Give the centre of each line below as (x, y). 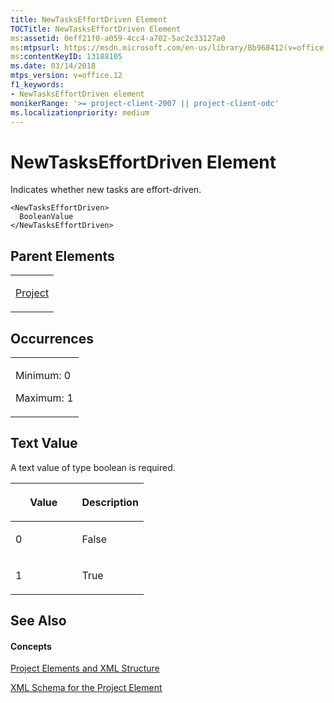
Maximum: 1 (44, 398)
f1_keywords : (37, 85)
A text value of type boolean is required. (93, 467)
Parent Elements (62, 256)
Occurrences (52, 338)
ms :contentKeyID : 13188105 (66, 57)
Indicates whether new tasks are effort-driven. (106, 190)
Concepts (31, 646)
